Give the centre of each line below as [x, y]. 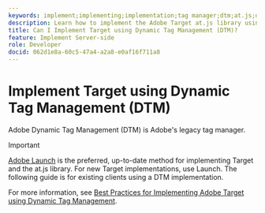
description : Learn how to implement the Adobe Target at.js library [125, 23]
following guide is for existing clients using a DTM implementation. [116, 177]
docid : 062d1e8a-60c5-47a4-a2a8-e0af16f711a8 [84, 52]
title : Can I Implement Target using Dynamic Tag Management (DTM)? [123, 30]
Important [24, 145]
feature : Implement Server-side [61, 37]
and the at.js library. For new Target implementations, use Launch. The [123, 168]
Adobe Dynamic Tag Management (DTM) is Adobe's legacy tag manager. [127, 129]
